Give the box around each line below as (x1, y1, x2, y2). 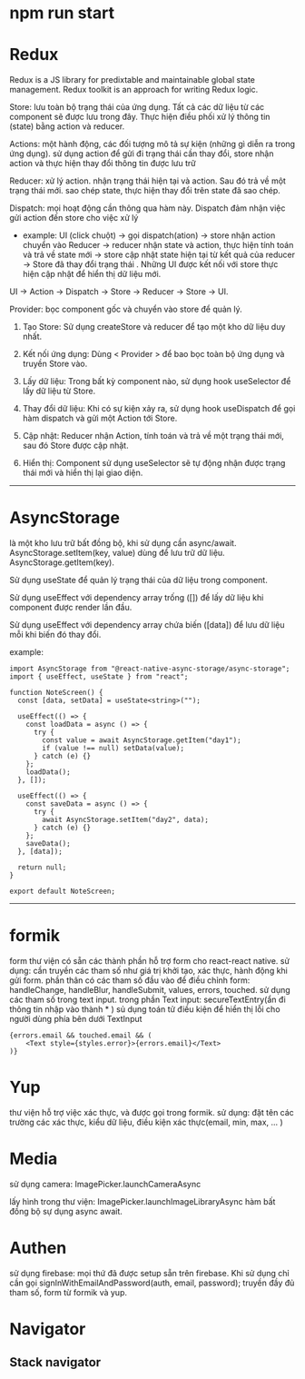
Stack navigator (9, 1354, 102, 1370)
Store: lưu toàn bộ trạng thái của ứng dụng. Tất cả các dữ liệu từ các (9, 102, 265, 113)
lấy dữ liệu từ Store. (22, 385, 96, 397)
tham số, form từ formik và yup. (9, 1286, 128, 1297)
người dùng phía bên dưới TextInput (9, 1014, 143, 1024)
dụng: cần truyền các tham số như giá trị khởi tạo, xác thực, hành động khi (9, 966, 289, 976)
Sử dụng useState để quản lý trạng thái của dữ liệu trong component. (9, 575, 268, 586)
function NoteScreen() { (9, 689, 103, 698)
